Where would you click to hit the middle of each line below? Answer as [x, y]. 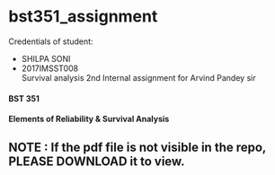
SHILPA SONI [46, 58]
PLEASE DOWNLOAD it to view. [97, 161]
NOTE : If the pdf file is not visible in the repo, [137, 147]
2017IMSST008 [49, 68]
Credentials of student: [51, 41]
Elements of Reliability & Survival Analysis [89, 119]
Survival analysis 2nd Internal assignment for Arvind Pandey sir [139, 77]
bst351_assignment [83, 17]
